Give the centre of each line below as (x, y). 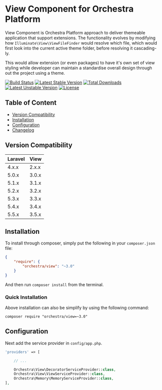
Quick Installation (26, 297)
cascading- (145, 48)
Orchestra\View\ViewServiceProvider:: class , (59, 374)
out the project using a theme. (35, 73)
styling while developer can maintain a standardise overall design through (79, 68)
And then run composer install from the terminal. (55, 284)
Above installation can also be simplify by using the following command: (77, 308)
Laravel (16, 159)
